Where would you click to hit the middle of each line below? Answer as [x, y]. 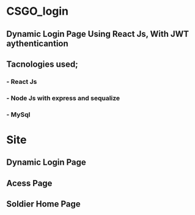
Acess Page [29, 183]
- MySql [18, 115]
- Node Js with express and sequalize [63, 98]
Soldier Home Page [43, 204]
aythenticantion [37, 43]
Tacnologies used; [42, 64]
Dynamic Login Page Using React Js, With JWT [98, 34]
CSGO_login [38, 11]
